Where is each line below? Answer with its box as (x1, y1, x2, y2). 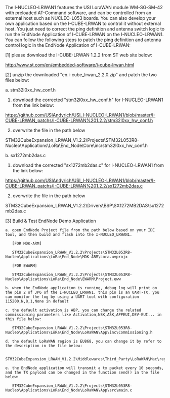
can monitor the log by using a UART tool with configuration (5, 294, 139, 299)
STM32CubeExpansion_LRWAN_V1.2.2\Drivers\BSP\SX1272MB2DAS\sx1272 (5, 203, 164, 208)
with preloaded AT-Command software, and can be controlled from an (5, 10, 152, 16)
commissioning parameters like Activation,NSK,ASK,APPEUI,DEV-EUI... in (5, 312, 162, 317)
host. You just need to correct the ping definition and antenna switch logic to (5, 26, 165, 32)
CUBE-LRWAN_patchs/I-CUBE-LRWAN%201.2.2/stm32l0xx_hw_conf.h (5, 117, 153, 124)
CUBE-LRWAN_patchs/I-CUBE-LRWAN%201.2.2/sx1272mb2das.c (5, 183, 143, 189)
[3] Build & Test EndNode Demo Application (5, 218, 96, 224)
